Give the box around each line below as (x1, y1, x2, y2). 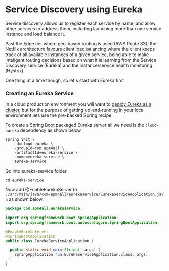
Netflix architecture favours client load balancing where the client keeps (5, 46, 155, 52)
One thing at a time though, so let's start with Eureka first (5, 77, 124, 83)
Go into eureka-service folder (5, 168, 67, 174)
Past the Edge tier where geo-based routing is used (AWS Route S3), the (5, 40, 157, 46)
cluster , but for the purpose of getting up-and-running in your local (5, 107, 145, 113)
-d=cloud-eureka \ (14, 141, 53, 147)
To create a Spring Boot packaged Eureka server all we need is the (5, 122, 144, 128)
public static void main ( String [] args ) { (10, 247, 101, 253)
